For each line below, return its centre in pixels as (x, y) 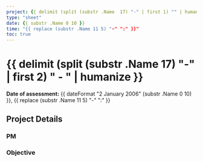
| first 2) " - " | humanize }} (75, 77)
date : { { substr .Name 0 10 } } (46, 23)
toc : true (19, 34)
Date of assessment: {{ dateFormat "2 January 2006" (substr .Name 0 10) (99, 94)
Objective (21, 153)
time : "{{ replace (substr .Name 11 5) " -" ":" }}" (72, 29)
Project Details (34, 119)
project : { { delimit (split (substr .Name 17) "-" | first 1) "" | (94, 12)
